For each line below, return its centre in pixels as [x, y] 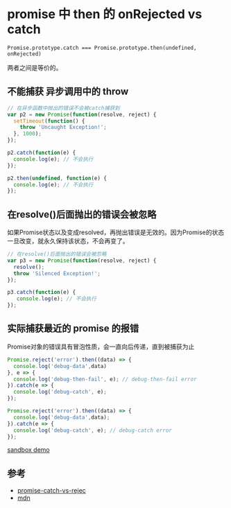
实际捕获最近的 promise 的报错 [73, 329]
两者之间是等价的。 [35, 67]
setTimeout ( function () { [49, 121]
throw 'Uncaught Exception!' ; [63, 128]
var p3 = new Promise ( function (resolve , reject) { [82, 261]
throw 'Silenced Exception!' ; [57, 273]
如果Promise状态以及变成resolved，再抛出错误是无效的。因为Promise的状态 [115, 232]
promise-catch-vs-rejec [52, 491]
